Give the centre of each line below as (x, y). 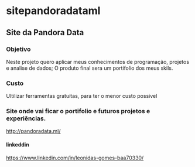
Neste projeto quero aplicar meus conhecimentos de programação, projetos (97, 62)
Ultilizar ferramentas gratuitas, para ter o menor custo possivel (82, 96)
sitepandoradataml (53, 11)
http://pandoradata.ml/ (33, 131)
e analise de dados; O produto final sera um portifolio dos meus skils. (90, 68)
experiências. (26, 118)
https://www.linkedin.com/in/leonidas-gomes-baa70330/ (75, 158)
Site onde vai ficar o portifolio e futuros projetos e (78, 111)
